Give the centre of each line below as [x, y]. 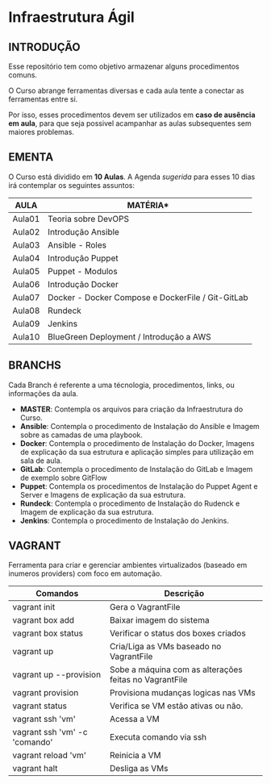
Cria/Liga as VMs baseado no [165, 647]
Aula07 [26, 297]
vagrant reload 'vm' [50, 756]
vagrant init [34, 607]
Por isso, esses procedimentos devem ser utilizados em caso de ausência [132, 115]
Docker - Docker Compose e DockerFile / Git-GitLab [148, 297]
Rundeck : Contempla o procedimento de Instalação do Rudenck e [130, 503]
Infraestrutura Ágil [71, 17]
